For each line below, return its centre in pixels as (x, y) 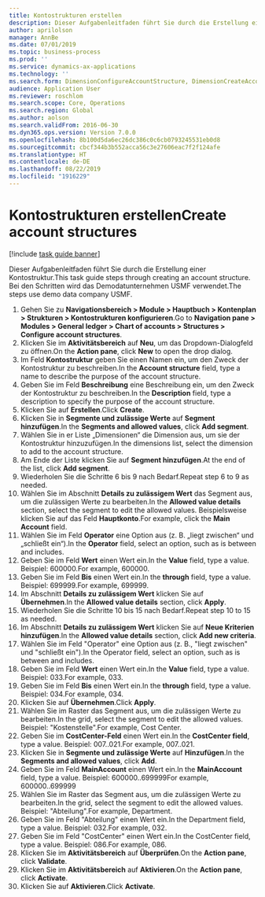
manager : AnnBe (34, 37)
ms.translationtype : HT (48, 154)
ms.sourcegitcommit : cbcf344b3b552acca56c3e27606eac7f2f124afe (115, 147)
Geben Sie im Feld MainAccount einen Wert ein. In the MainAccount (131, 769)
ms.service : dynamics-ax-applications (72, 67)
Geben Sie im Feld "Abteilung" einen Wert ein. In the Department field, (133, 819)
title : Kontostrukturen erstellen (66, 15)
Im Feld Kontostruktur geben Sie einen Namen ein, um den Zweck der (134, 360)
